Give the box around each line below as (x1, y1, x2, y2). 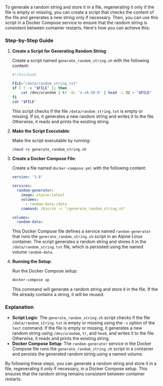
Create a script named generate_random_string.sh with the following (12, 58, 149, 64)
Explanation (5, 304, 34, 311)
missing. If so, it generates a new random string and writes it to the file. (12, 113, 155, 119)
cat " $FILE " (12, 99, 36, 104)
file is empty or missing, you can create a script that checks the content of (5, 9, 154, 15)
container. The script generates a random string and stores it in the (12, 239, 146, 245)
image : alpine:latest (21, 193, 65, 197)
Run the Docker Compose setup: (12, 268, 78, 274)
